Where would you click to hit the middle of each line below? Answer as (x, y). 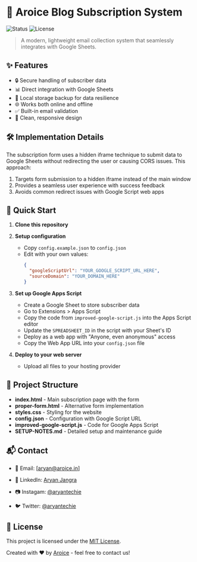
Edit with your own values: (56, 254)
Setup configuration (40, 236)
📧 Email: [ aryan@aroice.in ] (47, 468)
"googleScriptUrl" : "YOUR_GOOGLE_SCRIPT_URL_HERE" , (94, 271)
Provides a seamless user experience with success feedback (90, 185)
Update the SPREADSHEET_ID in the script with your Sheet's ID (97, 330)
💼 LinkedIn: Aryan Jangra (46, 479)
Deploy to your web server (48, 355)
